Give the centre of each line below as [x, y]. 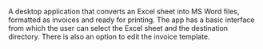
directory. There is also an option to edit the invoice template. [109, 36]
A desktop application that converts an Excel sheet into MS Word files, [124, 11]
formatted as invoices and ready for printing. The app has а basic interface [131, 20]
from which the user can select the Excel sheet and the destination [118, 28]
